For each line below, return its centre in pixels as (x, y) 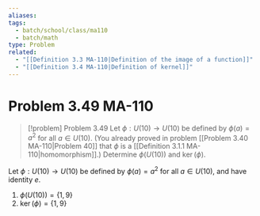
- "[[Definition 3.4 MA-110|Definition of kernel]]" (104, 67)
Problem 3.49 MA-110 (81, 106)
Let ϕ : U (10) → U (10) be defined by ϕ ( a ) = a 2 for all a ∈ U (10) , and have (128, 171)
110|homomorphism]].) (64, 154)
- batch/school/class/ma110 (62, 30)
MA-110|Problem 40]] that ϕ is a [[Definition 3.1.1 (106, 146)
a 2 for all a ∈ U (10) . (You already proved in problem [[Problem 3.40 (138, 137)
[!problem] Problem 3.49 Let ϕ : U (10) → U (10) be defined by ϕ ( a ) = (139, 128)
